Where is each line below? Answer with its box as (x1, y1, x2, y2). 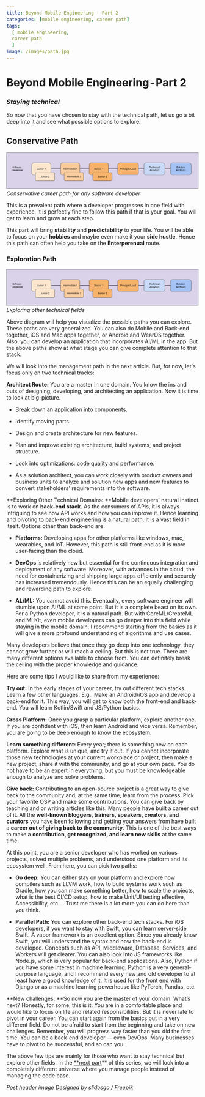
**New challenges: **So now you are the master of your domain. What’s (6, 995, 191, 1003)
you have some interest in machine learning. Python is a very (15, 964, 169, 971)
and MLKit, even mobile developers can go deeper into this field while (15, 617, 191, 624)
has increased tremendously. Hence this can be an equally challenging (15, 579, 193, 586)
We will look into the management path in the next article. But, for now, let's (6, 363, 196, 370)
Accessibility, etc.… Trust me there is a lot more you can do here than (15, 900, 190, 907)
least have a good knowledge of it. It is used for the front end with (15, 976, 181, 984)
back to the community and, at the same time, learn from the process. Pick (6, 792, 194, 799)
